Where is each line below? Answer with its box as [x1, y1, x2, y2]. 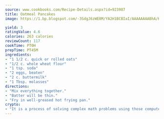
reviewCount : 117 [5, 39, 41, 44]
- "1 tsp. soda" [5, 66, 38, 71]
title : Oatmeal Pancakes [5, 12, 56, 17]
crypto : [5, 102, 21, 107]
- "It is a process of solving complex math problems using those [5, 107, 143, 112]
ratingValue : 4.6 [5, 30, 41, 35]
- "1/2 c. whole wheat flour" [5, 61, 67, 66]
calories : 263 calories [5, 34, 54, 39]
